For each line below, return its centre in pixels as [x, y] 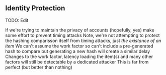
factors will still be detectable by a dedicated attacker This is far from [77, 61]
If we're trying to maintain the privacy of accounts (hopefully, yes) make [80, 30]
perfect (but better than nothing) [39, 67]
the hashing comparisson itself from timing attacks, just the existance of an [83, 40]
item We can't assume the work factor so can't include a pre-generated [79, 46]
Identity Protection [35, 8]
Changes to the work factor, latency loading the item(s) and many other [79, 56]
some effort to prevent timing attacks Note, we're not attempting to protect [82, 35]
